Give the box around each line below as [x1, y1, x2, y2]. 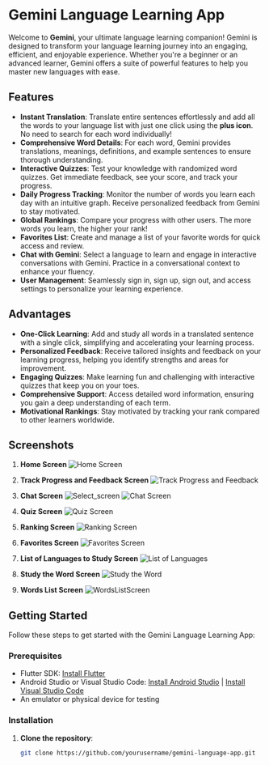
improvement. [19, 363, 67, 373]
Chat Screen [19, 491, 63, 501]
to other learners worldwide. [19, 414, 115, 424]
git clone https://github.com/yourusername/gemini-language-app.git [19, 749, 256, 757]
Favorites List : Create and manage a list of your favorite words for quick [19, 232, 261, 242]
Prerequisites [8, 650, 62, 661]
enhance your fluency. [19, 266, 95, 276]
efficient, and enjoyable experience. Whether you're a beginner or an [8, 49, 238, 59]
